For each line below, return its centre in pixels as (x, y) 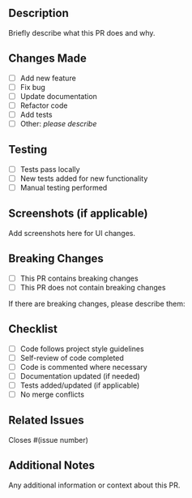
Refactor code (44, 105)
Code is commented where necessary (83, 367)
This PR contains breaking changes (79, 278)
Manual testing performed (64, 187)
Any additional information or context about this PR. (94, 485)
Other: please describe (58, 123)
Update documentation (58, 96)
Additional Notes (52, 466)
